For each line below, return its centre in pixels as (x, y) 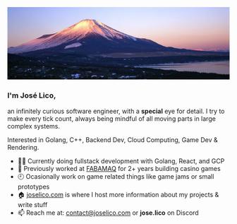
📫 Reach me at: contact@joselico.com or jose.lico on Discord (108, 213)
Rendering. (23, 147)
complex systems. (34, 126)
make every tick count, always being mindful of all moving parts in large (112, 118)
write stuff (32, 204)
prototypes (34, 187)
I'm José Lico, (32, 95)
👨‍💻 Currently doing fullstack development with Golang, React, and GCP (121, 161)
